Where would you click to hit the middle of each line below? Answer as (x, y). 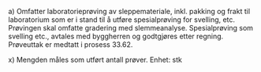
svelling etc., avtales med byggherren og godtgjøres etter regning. (116, 36)
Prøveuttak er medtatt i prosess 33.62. (71, 45)
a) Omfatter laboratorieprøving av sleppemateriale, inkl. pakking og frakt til (129, 11)
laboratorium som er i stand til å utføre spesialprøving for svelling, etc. (121, 20)
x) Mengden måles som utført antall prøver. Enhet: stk (95, 59)
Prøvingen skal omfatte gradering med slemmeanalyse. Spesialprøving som (131, 28)
